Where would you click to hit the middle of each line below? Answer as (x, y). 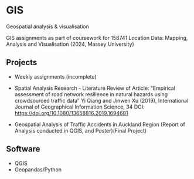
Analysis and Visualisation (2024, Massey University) (70, 44)
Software (23, 149)
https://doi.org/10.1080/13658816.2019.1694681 (71, 113)
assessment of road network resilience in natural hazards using (91, 94)
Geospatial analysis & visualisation (47, 26)
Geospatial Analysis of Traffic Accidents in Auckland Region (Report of (100, 124)
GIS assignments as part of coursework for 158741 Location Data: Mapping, (97, 38)
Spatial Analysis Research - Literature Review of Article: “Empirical (95, 88)
